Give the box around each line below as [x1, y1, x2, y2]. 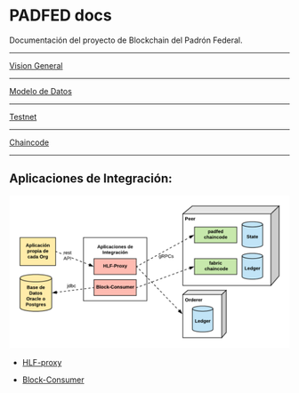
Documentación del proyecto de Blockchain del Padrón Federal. [9, 35, 243, 45]
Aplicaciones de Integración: [9, 171, 173, 187]
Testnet [9, 111, 37, 122]
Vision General [9, 60, 63, 71]
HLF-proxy [21, 357, 62, 368]
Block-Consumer [21, 374, 85, 385]
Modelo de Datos [9, 85, 73, 96]
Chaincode [9, 137, 50, 148]
